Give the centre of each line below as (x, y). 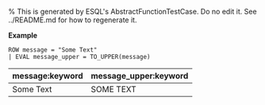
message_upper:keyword (140, 76)
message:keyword (48, 76)
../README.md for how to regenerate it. (73, 20)
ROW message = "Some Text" (53, 50)
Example (23, 35)
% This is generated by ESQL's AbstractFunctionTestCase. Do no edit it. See (132, 12)
